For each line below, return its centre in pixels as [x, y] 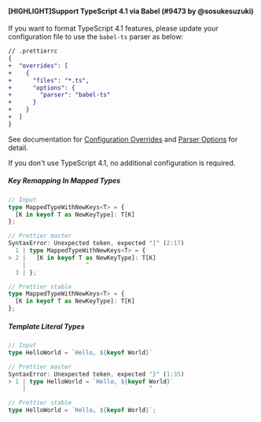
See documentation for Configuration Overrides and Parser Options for [123, 139]
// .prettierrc [33, 51]
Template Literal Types [46, 326]
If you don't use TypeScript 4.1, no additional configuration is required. [122, 163]
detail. [18, 147]
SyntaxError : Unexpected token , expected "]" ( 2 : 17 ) [96, 244]
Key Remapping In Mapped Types [64, 181]
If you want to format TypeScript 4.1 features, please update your [113, 28]
